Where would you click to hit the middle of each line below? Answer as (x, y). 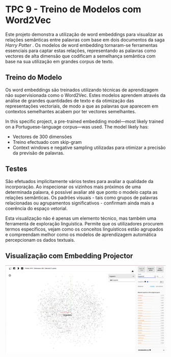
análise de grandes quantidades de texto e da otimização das (70, 100)
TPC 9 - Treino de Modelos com (73, 9)
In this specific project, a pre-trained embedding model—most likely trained (84, 121)
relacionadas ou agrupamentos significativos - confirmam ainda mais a (80, 203)
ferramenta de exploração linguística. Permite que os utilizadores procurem (84, 223)
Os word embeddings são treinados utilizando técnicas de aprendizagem (82, 90)
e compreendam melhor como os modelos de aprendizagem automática (81, 234)
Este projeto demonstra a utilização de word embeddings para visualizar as (84, 34)
